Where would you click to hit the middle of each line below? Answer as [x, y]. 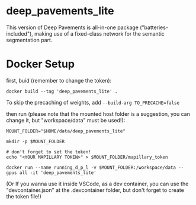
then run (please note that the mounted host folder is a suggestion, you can [98, 113]
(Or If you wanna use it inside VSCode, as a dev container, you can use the [97, 184]
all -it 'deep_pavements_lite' [58, 173]
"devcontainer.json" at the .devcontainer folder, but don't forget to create [95, 190]
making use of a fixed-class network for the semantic [99, 33]
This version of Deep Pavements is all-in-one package [73, 27]
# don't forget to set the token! [49, 152]
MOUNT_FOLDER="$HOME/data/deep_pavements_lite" [66, 131]
